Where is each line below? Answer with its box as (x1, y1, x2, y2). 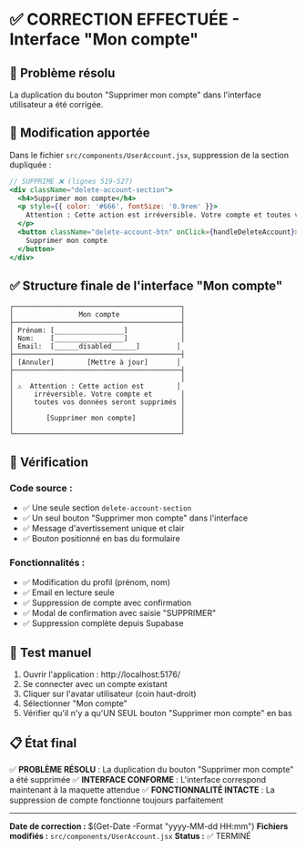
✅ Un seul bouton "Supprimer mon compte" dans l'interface (22, 512, 249, 523)
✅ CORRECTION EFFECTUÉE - (9, 9, 240, 30)
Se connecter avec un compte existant (22, 679, 168, 690)
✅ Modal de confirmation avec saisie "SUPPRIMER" (22, 608, 217, 619)
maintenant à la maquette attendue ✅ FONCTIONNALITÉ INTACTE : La (9, 784, 275, 795)
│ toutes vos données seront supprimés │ (9, 398, 185, 407)
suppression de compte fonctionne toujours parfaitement (9, 794, 224, 805)
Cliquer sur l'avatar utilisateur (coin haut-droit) (22, 688, 198, 700)
